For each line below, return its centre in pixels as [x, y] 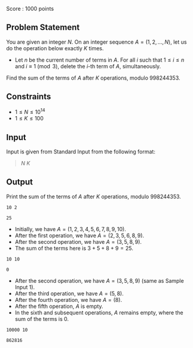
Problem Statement [43, 27]
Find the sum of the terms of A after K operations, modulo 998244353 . [93, 78]
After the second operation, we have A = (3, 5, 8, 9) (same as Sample [99, 280]
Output [19, 182]
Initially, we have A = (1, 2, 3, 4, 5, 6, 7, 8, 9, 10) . [71, 229]
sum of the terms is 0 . [42, 319]
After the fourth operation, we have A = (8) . [68, 299]
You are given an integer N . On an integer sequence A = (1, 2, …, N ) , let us [96, 42]
